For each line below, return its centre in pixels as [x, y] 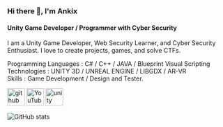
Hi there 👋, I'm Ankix [43, 11]
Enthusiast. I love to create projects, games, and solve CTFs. [94, 51]
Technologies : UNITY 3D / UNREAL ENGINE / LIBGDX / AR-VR [97, 71]
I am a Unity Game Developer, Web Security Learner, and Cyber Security [111, 43]
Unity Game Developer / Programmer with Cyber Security [92, 28]
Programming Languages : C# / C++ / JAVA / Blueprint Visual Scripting [109, 64]
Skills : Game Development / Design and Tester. [76, 78]
